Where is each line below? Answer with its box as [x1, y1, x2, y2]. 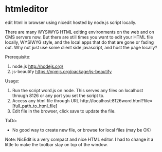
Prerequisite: [5, 54, 31, 59]
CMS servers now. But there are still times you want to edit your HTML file [5, 34, 153, 40]
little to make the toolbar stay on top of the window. [5, 141, 108, 147]
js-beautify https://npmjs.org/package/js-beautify [12, 68, 112, 74]
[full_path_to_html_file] [12, 103, 57, 109]
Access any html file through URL [12, 97, 79, 103]
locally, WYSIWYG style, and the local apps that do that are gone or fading [5, 39, 154, 45]
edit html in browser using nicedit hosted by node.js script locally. [5, 19, 137, 25]
